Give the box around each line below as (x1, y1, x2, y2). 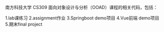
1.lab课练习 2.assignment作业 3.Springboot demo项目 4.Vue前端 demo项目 (5, 15, 159, 21)
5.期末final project (5, 21, 43, 27)
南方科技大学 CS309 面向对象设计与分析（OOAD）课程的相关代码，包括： (5, 4, 158, 10)
